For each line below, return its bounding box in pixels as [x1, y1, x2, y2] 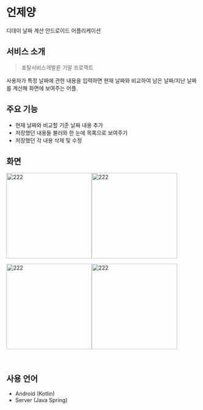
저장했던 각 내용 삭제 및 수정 [15, 137, 82, 144]
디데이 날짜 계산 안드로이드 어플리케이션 [6, 27, 101, 34]
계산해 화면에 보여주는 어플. [12, 84, 78, 92]
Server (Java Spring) [15, 397, 68, 404]
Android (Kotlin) [15, 390, 55, 397]
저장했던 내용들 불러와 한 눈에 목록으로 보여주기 [15, 129, 128, 136]
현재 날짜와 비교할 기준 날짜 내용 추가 [15, 121, 104, 129]
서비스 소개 [6, 46, 46, 57]
